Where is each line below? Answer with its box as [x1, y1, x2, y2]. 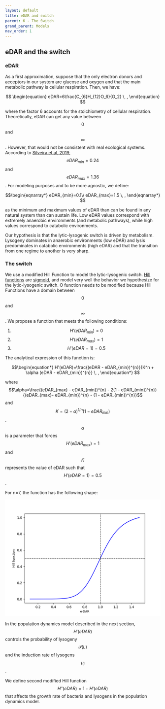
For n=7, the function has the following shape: [5, 489, 98, 495]
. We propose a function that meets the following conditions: [5, 318, 128, 324]
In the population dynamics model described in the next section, [5, 621, 135, 627]
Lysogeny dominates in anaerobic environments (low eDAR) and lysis [5, 237, 145, 243]
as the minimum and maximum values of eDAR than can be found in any [5, 207, 151, 213]
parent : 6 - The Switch [5, 18, 54, 23]
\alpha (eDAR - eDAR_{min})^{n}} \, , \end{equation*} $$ [25, 370, 140, 375]
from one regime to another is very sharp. [5, 248, 90, 254]
